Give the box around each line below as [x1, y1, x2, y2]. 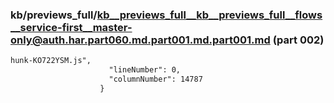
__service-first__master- [10, 20, 133, 34]
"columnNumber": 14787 [108, 74, 203, 85]
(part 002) [272, 33, 325, 47]
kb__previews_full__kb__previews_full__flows [96, 8, 323, 22]
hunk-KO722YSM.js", [10, 56, 92, 66]
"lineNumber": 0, [108, 65, 182, 75]
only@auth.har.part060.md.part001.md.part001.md [10, 33, 271, 47]
